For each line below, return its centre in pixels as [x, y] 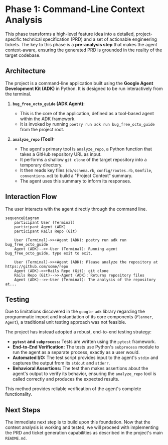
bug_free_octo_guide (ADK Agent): [49, 104]
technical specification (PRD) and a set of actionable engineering [90, 39]
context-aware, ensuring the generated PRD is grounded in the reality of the [84, 50]
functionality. [19, 394]
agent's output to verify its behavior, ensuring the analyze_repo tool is [84, 374]
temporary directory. [41, 165]
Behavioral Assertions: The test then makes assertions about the [80, 369]
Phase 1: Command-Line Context [75, 9]
